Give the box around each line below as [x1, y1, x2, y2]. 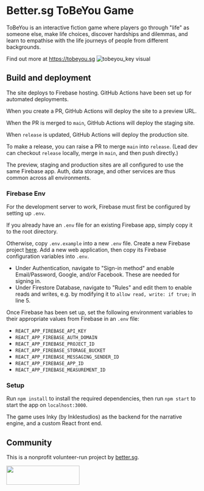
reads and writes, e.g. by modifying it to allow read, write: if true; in [15, 290, 197, 298]
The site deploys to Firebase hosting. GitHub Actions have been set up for [6, 89, 192, 96]
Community [6, 437, 52, 448]
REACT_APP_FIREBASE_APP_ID [15, 360, 84, 367]
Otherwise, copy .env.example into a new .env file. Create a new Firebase [6, 240, 191, 247]
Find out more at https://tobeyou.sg [6, 55, 96, 62]
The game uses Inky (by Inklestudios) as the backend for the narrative [6, 413, 183, 421]
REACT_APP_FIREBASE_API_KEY [15, 328, 86, 334]
